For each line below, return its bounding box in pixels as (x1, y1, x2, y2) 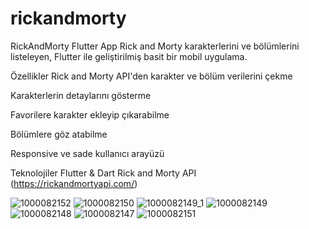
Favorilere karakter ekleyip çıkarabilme (10, 108, 170, 121)
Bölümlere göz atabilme (10, 128, 108, 140)
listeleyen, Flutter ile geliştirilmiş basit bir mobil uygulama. (10, 50, 248, 62)
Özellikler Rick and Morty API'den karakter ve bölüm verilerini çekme (10, 70, 293, 82)
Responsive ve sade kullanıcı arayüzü (10, 147, 165, 159)
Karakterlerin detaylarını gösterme (10, 89, 152, 101)
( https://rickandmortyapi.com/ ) (10, 177, 138, 189)
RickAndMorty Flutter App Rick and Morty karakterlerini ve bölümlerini (10, 40, 300, 52)
